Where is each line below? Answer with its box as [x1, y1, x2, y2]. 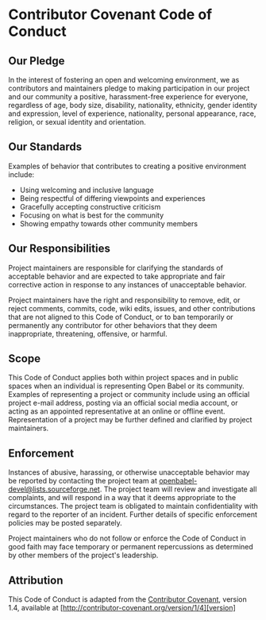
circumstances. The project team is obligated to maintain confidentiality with [8, 502, 258, 511]
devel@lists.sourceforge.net [8, 484, 101, 494]
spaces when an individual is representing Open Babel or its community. [8, 381, 245, 391]
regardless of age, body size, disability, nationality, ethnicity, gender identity [8, 101, 258, 110]
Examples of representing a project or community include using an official [8, 390, 250, 399]
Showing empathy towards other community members [19, 218, 199, 228]
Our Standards [8, 141, 83, 154]
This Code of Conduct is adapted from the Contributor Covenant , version [8, 595, 248, 604]
